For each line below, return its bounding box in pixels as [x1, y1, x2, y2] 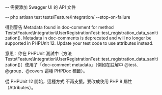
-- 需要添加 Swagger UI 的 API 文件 [5, 4, 76, 10]
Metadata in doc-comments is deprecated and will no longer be [23, 35, 152, 41]
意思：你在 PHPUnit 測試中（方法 [5, 51, 72, 56]
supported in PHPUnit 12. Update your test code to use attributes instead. [5, 40, 154, 46]
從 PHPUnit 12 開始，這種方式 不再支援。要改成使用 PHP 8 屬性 [5, 78, 133, 84]
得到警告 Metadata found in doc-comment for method [5, 24, 114, 30]
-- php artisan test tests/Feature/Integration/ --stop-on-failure [5, 14, 131, 20]
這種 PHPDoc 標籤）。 [44, 68, 88, 74]
